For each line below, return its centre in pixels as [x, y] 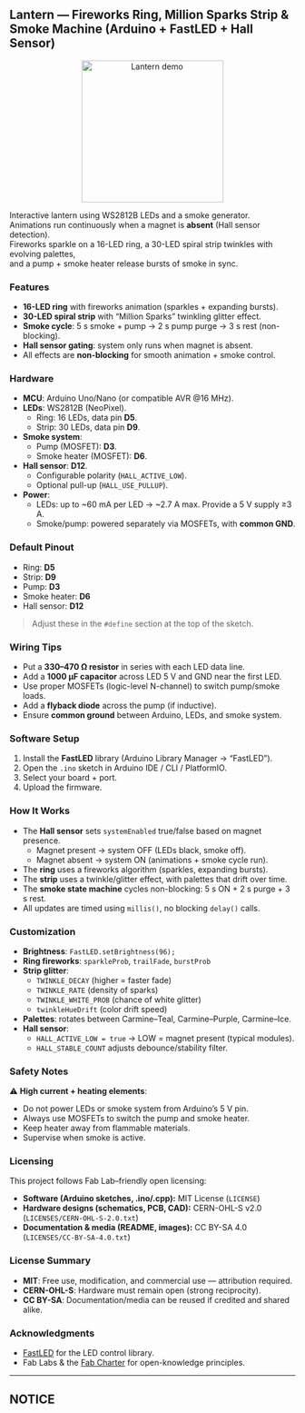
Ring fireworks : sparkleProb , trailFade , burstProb [117, 960]
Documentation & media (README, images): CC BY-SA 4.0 [135, 1228]
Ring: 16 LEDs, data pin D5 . [87, 418]
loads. [34, 696]
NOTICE [32, 1400]
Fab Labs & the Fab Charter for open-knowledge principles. [133, 1363]
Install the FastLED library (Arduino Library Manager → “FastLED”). [148, 759]
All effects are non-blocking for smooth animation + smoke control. [149, 355]
